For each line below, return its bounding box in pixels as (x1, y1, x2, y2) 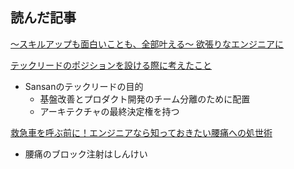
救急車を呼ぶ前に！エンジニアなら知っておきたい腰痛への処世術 (10, 126, 273, 138)
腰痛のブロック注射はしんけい (24, 148, 148, 160)
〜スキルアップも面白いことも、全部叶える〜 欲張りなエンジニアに (10, 38, 285, 50)
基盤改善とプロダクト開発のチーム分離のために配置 (39, 93, 251, 105)
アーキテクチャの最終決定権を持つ (39, 105, 180, 117)
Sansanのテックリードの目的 (24, 80, 144, 92)
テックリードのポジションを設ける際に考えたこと (10, 59, 212, 71)
